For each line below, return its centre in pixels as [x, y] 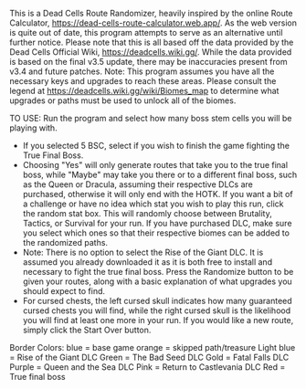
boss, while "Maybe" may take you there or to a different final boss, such [160, 174]
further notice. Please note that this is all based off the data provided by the [152, 42]
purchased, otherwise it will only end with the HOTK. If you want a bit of [158, 194]
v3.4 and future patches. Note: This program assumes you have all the [142, 71]
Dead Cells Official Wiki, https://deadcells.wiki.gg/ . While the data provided [151, 52]
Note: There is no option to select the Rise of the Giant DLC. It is [143, 252]
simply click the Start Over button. [87, 330]
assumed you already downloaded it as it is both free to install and [147, 262]
